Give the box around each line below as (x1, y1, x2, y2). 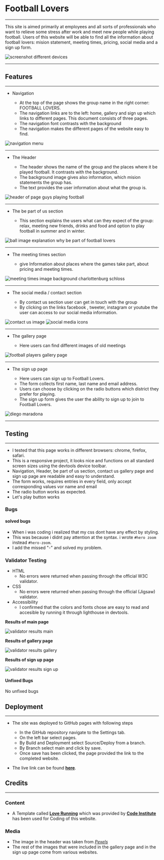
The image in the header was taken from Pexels (12, 839, 108, 845)
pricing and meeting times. (19, 266, 73, 272)
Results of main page (5, 619, 49, 624)
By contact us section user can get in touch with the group (19, 299, 138, 305)
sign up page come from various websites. (12, 849, 99, 855)
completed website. (19, 755, 60, 761)
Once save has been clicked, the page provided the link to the (19, 751, 144, 756)
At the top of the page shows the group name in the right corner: (19, 100, 150, 106)
